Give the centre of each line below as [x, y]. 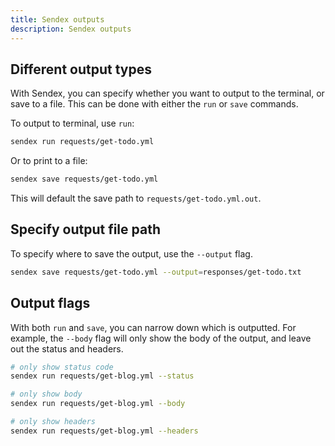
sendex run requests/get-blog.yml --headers [104, 431]
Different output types [81, 69]
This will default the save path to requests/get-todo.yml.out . [136, 198]
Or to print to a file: [49, 161]
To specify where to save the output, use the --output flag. [131, 253]
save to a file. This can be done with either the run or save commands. [154, 104]
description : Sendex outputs [71, 29]
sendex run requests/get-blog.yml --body [98, 404]
